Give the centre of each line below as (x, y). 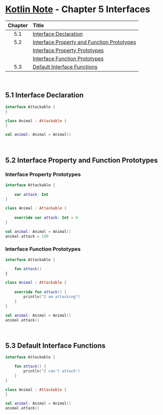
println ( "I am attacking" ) (52, 297)
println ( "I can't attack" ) (52, 371)
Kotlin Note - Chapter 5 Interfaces (78, 9)
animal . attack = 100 (27, 236)
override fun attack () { (40, 292)
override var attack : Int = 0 (46, 218)
